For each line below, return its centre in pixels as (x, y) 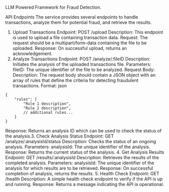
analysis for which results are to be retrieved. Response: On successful (79, 168)
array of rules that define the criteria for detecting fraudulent (75, 80)
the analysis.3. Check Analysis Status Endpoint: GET (60, 136)
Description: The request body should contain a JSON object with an (84, 75)
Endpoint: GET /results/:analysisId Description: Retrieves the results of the (82, 157)
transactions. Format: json (40, 86)
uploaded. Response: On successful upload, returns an (70, 48)
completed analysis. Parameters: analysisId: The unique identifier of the (80, 163)
